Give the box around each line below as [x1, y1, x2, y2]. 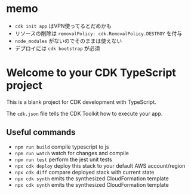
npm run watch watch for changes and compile [14, 149, 130, 156]
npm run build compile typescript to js [14, 143, 109, 150]
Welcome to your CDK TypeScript [6, 66, 176, 79]
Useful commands [6, 127, 76, 137]
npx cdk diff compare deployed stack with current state [14, 168, 155, 175]
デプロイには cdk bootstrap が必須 [14, 44, 100, 52]
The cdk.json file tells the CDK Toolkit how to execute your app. [6, 110, 163, 117]
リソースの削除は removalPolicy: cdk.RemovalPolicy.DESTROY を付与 [14, 29, 183, 37]
